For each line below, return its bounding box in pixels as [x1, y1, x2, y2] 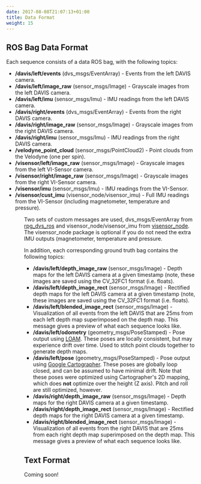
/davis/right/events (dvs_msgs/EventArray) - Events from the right [14, 108, 182, 116]
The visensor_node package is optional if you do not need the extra [23, 229, 191, 236]
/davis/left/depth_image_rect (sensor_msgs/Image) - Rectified [32, 284, 190, 291]
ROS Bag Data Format [6, 42, 88, 52]
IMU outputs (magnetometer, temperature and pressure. [23, 235, 163, 243]
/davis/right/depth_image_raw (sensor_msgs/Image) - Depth [32, 392, 187, 400]
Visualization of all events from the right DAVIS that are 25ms [32, 425, 184, 432]
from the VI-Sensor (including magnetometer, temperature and [14, 198, 170, 205]
